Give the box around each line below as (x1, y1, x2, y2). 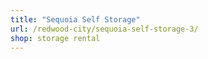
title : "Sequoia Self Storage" (10, 14, 141, 25)
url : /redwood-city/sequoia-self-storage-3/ (10, 24, 199, 34)
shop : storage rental (10, 33, 101, 43)
